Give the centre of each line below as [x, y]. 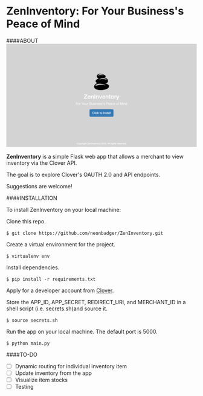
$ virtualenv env [28, 256]
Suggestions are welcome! [39, 186]
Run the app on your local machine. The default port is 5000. [82, 331]
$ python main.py [28, 343]
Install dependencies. [33, 267]
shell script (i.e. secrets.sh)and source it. [57, 308]
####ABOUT [22, 40]
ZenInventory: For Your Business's [95, 11]
